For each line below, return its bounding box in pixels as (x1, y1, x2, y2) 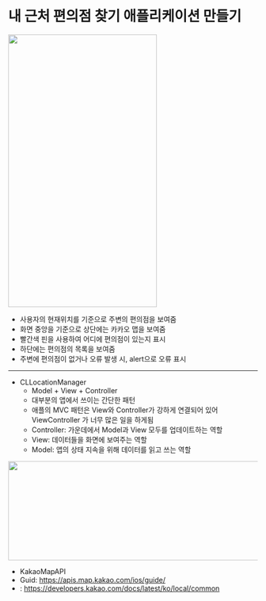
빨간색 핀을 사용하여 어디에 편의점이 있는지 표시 (19, 334, 166, 343)
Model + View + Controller (31, 385, 118, 395)
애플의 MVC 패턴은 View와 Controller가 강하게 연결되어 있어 (31, 405, 218, 415)
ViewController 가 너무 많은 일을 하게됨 (31, 415, 154, 424)
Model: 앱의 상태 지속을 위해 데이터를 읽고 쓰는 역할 (31, 445, 192, 454)
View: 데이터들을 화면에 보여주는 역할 (31, 434, 148, 444)
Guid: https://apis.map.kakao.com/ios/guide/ (19, 575, 166, 584)
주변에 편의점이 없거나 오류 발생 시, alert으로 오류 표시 (19, 354, 187, 363)
